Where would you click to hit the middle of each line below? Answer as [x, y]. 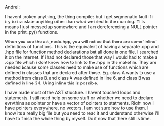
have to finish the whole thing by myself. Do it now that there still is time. [78, 118]
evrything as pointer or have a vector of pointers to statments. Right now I [80, 103]
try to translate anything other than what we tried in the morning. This [75, 22]
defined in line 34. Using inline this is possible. [52, 83]
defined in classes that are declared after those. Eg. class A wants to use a [80, 73]
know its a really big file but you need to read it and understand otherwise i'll [82, 113]
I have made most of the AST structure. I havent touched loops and [73, 93]
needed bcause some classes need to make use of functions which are [77, 67]
